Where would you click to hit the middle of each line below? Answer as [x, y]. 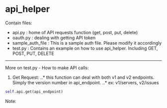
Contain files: [19, 23]
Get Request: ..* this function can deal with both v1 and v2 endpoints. [83, 77]
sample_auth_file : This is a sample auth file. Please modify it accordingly [87, 43]
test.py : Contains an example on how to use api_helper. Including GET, [85, 48]
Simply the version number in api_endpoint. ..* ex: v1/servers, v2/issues [85, 82]
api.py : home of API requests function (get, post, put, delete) [75, 32]
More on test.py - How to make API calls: [47, 67]
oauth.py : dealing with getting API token [54, 38]
